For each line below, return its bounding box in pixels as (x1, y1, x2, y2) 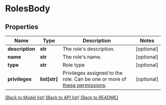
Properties (5, 23, 39, 31)
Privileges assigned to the (62, 70, 123, 76)
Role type (62, 62, 85, 68)
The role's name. (62, 54, 102, 60)
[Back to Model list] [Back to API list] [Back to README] (5, 95, 119, 100)
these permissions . (62, 82, 107, 89)
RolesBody (5, 3, 50, 14)
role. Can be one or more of (62, 76, 127, 82)
